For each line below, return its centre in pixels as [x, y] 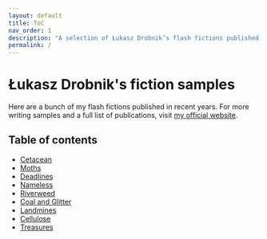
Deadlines [36, 176]
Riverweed [38, 193]
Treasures [36, 227]
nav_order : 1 [30, 30]
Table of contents [53, 140]
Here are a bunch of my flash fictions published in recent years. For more [129, 107]
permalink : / [30, 45]
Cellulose [35, 218]
